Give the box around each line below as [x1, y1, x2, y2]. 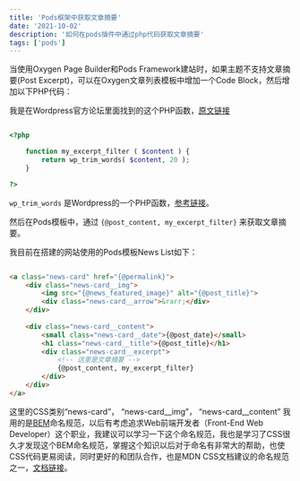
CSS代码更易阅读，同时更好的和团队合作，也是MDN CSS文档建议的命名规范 [9, 451, 289, 461]
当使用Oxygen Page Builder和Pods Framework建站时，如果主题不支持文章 [9, 64, 283, 74]
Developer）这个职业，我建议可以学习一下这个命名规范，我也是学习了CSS [9, 428, 283, 439]
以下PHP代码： [16, 86, 73, 97]
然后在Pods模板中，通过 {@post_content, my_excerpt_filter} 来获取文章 [9, 216, 279, 227]
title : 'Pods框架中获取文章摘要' [9, 13, 123, 22]
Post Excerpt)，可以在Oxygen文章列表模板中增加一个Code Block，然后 [20, 75, 282, 86]
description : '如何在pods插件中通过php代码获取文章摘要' [9, 30, 204, 39]
